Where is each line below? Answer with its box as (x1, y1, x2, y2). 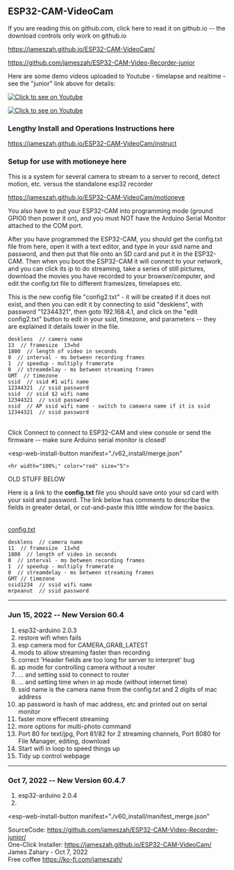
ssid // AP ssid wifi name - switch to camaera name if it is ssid (8, 403, 210, 410)
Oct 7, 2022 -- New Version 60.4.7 (8, 775, 126, 785)
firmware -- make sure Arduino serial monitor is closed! (8, 436, 167, 444)
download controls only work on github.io (8, 31, 127, 40)
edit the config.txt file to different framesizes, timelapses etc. (8, 280, 183, 288)
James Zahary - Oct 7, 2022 (8, 848, 88, 856)
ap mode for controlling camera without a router (17, 663, 156, 671)
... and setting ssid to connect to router (17, 670, 129, 679)
